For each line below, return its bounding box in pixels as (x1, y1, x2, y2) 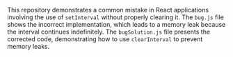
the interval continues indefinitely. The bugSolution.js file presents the (7, 27, 211, 36)
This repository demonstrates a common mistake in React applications (7, 6, 209, 14)
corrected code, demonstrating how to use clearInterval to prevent (7, 35, 203, 43)
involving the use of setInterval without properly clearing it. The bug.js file (7, 13, 224, 21)
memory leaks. (7, 43, 50, 50)
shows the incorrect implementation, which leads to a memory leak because (7, 21, 226, 28)
